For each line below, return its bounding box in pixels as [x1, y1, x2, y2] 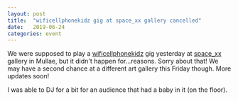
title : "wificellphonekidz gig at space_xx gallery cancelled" [7, 17, 202, 24]
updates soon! [7, 72, 50, 81]
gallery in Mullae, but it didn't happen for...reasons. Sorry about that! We [7, 57, 219, 66]
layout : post [7, 10, 46, 18]
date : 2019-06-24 [7, 23, 65, 30]
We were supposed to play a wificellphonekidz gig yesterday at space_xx [7, 49, 222, 58]
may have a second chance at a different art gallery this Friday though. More [7, 64, 232, 73]
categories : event [7, 30, 62, 37]
